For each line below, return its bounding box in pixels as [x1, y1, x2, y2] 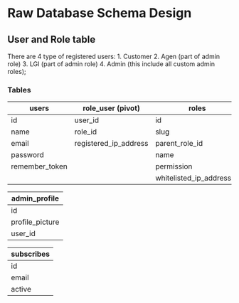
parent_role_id [155, 139, 203, 149]
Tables [7, 85, 31, 95]
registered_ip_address [74, 139, 149, 149]
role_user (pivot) [83, 103, 140, 113]
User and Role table [7, 33, 96, 46]
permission [155, 161, 193, 171]
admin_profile [11, 193, 59, 203]
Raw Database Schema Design [7, 5, 192, 21]
